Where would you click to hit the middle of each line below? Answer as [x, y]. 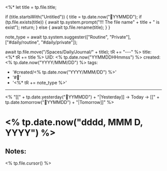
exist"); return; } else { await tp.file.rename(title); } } [58, 27]
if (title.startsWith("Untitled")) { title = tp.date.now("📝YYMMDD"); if [74, 17]
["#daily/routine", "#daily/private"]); [42, 42]
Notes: [16, 151]
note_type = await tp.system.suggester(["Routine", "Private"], [68, 37]
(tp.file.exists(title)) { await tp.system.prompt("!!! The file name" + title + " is [83, 22]
